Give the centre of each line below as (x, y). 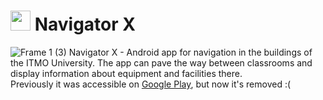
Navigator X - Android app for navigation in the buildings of (190, 52)
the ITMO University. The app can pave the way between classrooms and (161, 62)
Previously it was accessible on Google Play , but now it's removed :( (151, 84)
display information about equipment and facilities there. (126, 73)
